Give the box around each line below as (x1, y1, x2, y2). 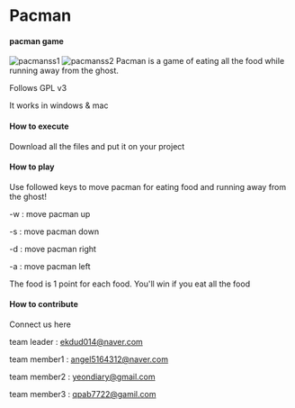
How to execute (9, 121, 69, 131)
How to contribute (9, 299, 79, 310)
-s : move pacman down (9, 226, 100, 237)
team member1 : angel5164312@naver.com (9, 354, 169, 365)
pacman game (9, 35, 65, 46)
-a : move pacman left (9, 260, 92, 271)
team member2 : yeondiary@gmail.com (9, 371, 156, 382)
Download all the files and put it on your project (9, 141, 185, 151)
